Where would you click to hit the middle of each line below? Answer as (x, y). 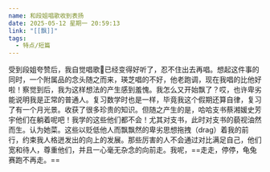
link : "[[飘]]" (33, 31)
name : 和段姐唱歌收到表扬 (46, 16)
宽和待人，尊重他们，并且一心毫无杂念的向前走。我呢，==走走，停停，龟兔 (133, 150)
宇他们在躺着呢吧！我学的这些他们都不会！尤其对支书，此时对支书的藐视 (128, 120)
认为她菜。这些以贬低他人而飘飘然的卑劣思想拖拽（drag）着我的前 (139, 130)
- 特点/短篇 (33, 46)
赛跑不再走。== (34, 160)
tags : (17, 38)
